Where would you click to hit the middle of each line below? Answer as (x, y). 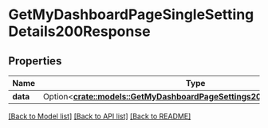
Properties (35, 61)
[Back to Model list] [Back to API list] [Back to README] (100, 116)
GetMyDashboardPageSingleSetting (131, 15)
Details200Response (79, 31)
